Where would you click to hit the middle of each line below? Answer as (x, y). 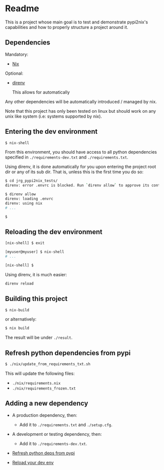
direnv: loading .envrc (29, 199)
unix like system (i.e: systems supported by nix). (54, 116)
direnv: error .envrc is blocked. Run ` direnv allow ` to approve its (77, 185)
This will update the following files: (40, 373)
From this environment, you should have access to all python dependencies (81, 152)
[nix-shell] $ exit (25, 243)
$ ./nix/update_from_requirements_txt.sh (48, 364)
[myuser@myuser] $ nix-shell (35, 252)
